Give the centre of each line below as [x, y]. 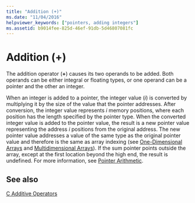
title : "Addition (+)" [34, 12]
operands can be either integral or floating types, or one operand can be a [97, 80]
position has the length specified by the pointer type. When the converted [96, 117]
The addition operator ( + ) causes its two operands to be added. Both [90, 74]
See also [22, 179]
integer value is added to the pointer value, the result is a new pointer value [98, 123]
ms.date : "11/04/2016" [34, 17]
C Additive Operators [32, 194]
